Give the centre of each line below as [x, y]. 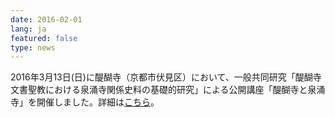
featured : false [44, 38]
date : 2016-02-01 [46, 19]
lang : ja [28, 29]
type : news [33, 47]
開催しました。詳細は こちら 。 [98, 102]
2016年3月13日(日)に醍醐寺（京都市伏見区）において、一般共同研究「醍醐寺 [166, 77]
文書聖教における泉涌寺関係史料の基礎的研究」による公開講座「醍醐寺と [159, 90]
